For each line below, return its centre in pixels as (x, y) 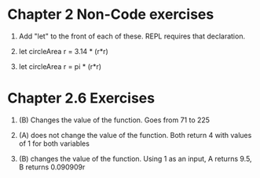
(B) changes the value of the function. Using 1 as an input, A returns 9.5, (135, 158)
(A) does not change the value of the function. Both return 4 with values (135, 135)
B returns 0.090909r (52, 167)
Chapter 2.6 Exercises (81, 98)
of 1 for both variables (54, 143)
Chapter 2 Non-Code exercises (111, 15)
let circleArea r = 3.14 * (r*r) (64, 51)
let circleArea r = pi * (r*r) (60, 66)
